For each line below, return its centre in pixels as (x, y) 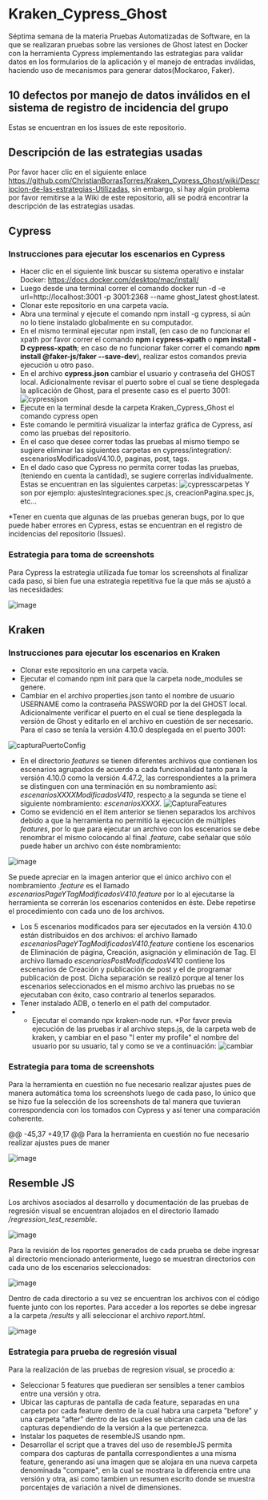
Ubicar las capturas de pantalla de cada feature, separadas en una (130, 1402)
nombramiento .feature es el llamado (69, 886)
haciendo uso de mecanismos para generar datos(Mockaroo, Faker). (122, 70)
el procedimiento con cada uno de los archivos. (87, 912)
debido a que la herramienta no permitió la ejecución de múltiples (128, 821)
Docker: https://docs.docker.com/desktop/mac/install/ (109, 280)
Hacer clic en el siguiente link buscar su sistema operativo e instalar (132, 271)
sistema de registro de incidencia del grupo (119, 108)
